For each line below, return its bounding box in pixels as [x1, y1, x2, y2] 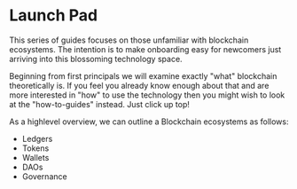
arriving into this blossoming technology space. [9, 53, 184, 64]
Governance [21, 170, 68, 182]
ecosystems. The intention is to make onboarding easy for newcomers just [9, 43, 282, 54]
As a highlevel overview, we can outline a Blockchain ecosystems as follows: [9, 116, 289, 127]
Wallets [21, 152, 50, 162]
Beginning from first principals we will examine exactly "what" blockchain [9, 70, 277, 81]
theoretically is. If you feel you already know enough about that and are [9, 80, 270, 91]
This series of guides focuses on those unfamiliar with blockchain [9, 35, 249, 45]
